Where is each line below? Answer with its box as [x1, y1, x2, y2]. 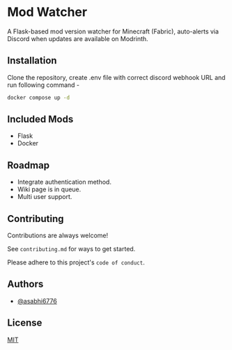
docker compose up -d [7, 94, 70, 101]
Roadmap [7, 159, 50, 171]
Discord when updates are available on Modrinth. [7, 34, 148, 42]
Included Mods [7, 113, 74, 125]
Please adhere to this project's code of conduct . [7, 258, 145, 267]
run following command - [7, 81, 80, 89]
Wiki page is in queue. [17, 185, 82, 193]
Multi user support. [17, 193, 72, 201]
